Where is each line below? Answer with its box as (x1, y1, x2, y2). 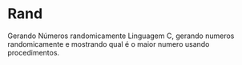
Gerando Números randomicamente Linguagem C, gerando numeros (7, 31, 235, 40)
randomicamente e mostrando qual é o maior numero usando (7, 39, 210, 48)
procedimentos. (7, 48, 60, 57)
